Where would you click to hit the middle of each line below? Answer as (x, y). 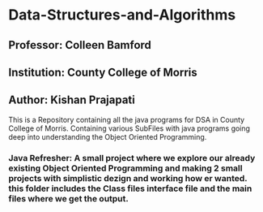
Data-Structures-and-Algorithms (122, 15)
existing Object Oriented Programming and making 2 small (125, 168)
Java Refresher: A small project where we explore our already (132, 158)
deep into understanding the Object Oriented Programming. (108, 136)
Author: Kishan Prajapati (72, 100)
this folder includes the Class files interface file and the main (130, 188)
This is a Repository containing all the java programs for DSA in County (127, 119)
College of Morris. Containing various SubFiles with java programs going (129, 128)
